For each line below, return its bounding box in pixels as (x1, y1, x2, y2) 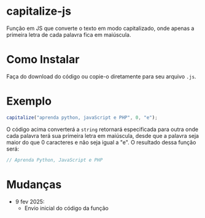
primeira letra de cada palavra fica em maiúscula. (6, 31, 131, 38)
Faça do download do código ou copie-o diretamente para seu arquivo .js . (6, 72, 196, 80)
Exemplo (6, 94, 52, 108)
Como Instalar (6, 53, 80, 67)
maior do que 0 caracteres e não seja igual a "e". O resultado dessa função (6, 138, 196, 146)
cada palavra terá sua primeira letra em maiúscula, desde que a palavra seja (6, 132, 199, 139)
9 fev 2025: (15, 198, 45, 205)
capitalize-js (6, 4, 72, 18)
